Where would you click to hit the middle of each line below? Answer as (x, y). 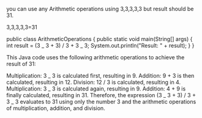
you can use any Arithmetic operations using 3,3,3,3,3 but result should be (100, 9)
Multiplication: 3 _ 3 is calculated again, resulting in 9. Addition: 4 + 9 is (96, 89)
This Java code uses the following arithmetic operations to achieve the (95, 57)
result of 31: (21, 64)
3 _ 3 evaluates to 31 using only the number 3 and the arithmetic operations (101, 101)
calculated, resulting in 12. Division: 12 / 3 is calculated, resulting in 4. (94, 82)
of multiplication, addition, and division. (56, 108)
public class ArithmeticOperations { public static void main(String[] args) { (99, 39)
